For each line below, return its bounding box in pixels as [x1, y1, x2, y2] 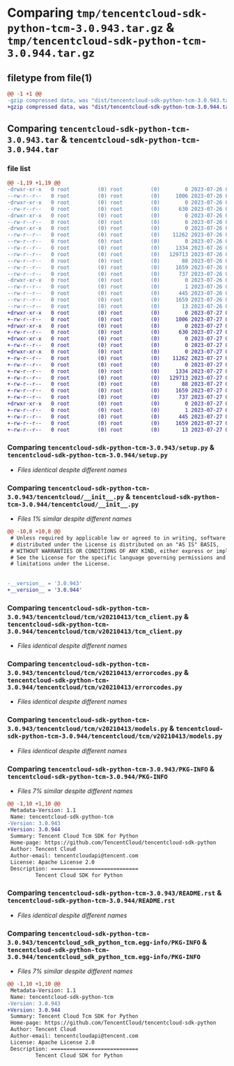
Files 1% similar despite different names [17, 515, 132, 523]
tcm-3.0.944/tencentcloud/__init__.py [7, 501, 139, 508]
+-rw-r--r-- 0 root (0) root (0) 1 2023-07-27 [7, 406, 223, 413]
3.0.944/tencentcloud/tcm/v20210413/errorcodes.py [7, 683, 182, 691]
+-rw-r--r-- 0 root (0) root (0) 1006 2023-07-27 [7, 316, 223, 323]
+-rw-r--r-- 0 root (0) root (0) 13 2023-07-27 [7, 426, 223, 434]
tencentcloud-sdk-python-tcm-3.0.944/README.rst [7, 897, 175, 905]
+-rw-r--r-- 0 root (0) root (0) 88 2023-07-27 [7, 380, 223, 388]
